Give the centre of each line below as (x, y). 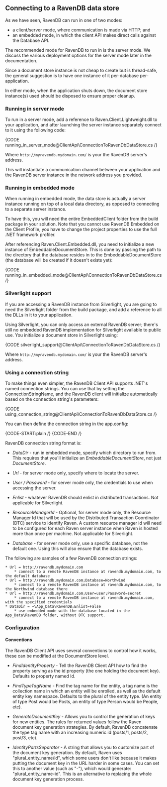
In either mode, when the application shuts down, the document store (76, 90)
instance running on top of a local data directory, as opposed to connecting (83, 204)
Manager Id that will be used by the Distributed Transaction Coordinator (86, 518)
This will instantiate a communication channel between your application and (83, 170)
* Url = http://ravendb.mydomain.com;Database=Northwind (65, 580)
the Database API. (31, 40)
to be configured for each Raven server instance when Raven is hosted (85, 528)
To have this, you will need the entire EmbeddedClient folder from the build (82, 219)
